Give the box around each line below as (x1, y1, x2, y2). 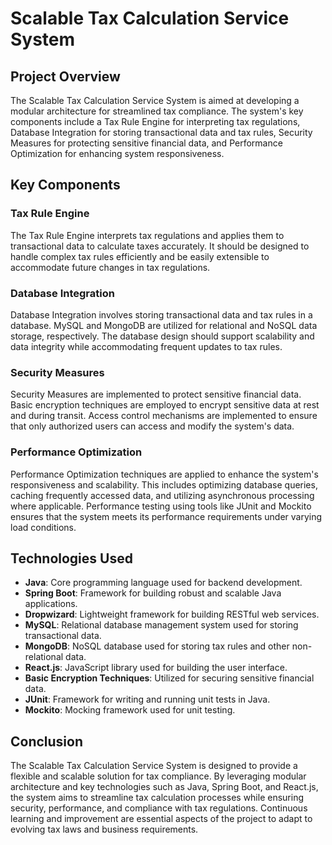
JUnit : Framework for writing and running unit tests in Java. (24, 693, 271, 706)
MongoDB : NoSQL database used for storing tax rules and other (24, 640, 290, 652)
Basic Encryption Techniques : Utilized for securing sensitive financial (24, 672, 315, 684)
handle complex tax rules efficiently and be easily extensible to (10, 250, 270, 262)
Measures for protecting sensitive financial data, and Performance (10, 137, 283, 149)
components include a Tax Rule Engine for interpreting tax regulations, (10, 116, 301, 127)
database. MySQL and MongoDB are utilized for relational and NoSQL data (10, 319, 318, 331)
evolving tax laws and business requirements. (10, 823, 199, 836)
